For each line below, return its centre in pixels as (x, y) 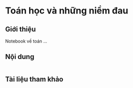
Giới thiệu (21, 29)
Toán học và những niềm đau (67, 11)
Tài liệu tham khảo (34, 79)
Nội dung (20, 57)
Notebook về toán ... (26, 41)
